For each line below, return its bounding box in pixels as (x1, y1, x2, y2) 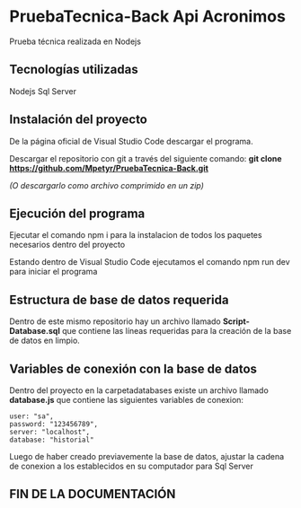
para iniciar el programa (9, 267, 98, 277)
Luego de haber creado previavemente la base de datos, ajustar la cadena (9, 451, 285, 461)
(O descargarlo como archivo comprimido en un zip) (9, 180, 205, 190)
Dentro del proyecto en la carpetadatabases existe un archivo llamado (9, 385, 270, 396)
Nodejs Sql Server (9, 85, 76, 96)
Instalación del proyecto (9, 112, 148, 127)
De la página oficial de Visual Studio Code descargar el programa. (9, 136, 253, 146)
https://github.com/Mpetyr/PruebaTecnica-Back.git (9, 162, 209, 173)
